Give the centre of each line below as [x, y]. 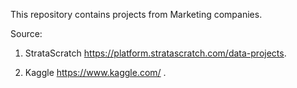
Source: [26, 33]
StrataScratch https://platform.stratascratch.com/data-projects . [155, 53]
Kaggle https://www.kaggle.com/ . [95, 72]
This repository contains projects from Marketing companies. [136, 14]
